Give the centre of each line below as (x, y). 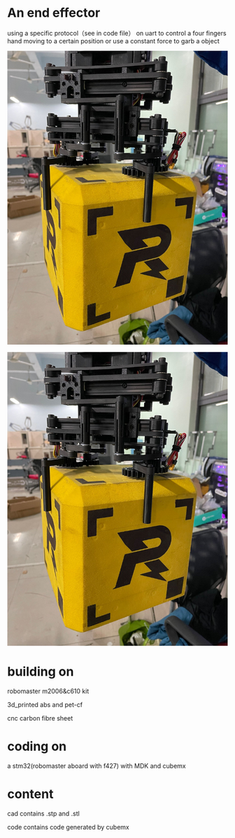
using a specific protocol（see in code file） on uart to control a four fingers (117, 33)
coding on (37, 747)
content (30, 794)
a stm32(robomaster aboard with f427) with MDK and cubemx (97, 766)
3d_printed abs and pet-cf (45, 704)
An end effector (54, 13)
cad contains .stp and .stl (44, 814)
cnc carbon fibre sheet (40, 718)
